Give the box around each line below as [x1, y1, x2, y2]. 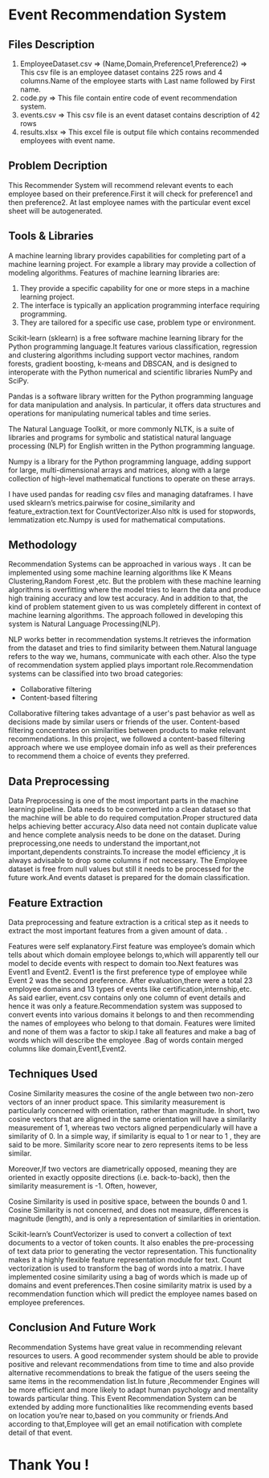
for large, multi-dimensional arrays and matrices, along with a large [8, 465, 230, 475]
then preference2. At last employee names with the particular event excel [8, 197, 251, 207]
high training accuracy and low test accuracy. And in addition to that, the [8, 593, 249, 604]
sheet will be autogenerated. [8, 206, 103, 215]
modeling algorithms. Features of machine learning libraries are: [8, 268, 220, 277]
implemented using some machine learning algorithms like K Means [8, 568, 232, 578]
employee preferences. [8, 1297, 86, 1307]
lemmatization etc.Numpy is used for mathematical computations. [8, 514, 226, 524]
